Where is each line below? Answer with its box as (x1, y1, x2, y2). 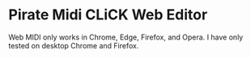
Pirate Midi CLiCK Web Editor (8, 6, 208, 24)
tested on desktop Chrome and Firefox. (8, 40, 139, 50)
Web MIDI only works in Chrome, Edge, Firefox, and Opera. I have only (8, 32, 244, 42)
